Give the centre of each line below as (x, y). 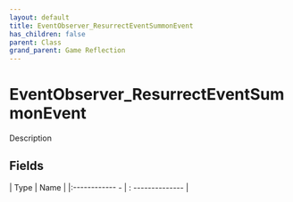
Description (30, 138)
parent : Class (36, 42)
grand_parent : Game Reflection (67, 51)
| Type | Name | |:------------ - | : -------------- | (99, 187)
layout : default (39, 17)
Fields (27, 166)
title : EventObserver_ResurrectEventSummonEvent (101, 26)
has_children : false (48, 34)
